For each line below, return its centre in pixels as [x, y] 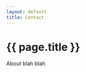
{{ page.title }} [43, 47]
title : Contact [25, 17]
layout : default [26, 12]
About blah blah [26, 64]
